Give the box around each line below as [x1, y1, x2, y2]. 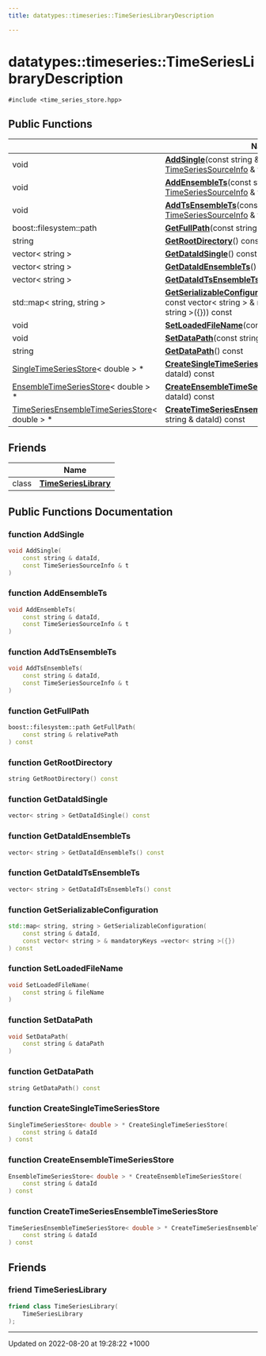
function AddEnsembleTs [8, 588, 108, 599]
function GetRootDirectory [8, 757, 113, 768]
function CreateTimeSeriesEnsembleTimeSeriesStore [8, 1206, 218, 1217]
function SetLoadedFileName [8, 963, 123, 974]
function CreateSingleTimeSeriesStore [8, 1103, 161, 1114]
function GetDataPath [8, 1066, 94, 1078]
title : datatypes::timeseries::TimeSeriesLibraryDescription [8, 11, 215, 20]
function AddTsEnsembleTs [8, 647, 117, 658]
